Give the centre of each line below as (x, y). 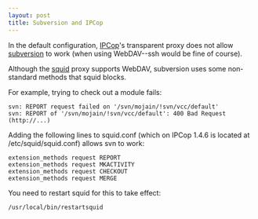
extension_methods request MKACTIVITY (71, 164)
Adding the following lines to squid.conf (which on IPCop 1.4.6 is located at (129, 135)
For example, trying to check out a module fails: (85, 92)
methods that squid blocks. (83, 77)
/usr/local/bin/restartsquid (56, 207)
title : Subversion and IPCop (56, 23)
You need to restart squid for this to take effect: (85, 192)
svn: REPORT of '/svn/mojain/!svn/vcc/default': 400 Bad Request (117, 113)
